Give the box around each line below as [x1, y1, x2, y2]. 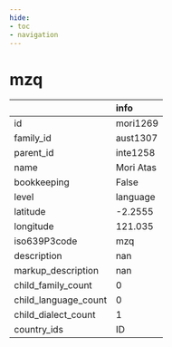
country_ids [14, 323, 63, 336]
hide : [9, 13, 30, 23]
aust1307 [115, 132, 158, 145]
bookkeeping [14, 176, 70, 188]
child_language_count [14, 294, 107, 306]
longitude [14, 220, 54, 233]
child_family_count [14, 279, 92, 292]
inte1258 [115, 147, 156, 159]
